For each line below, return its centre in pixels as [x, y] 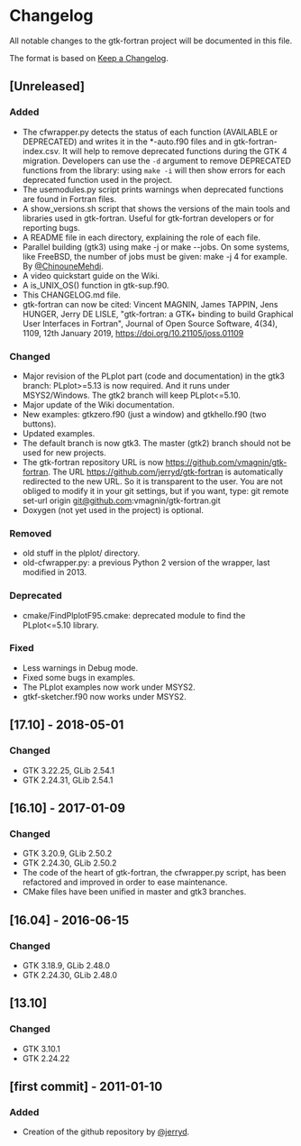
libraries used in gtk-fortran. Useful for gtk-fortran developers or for [148, 218]
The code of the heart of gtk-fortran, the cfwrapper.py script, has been [154, 873]
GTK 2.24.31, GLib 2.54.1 [68, 780]
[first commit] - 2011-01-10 [86, 1086]
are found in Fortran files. [69, 198]
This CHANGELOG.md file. [72, 295]
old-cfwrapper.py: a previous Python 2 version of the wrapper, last [146, 563]
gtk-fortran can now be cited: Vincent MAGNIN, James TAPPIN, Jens [150, 304]
